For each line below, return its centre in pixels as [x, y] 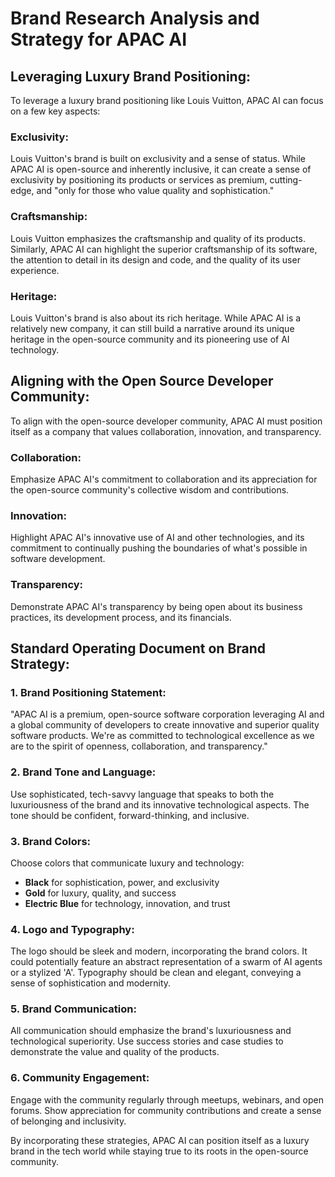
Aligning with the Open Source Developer [142, 381]
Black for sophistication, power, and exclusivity [122, 882]
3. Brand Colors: [51, 841]
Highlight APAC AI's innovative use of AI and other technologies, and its [157, 538]
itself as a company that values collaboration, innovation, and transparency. [166, 431]
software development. [58, 559]
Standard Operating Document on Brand [138, 648]
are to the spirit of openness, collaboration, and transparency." [139, 746]
